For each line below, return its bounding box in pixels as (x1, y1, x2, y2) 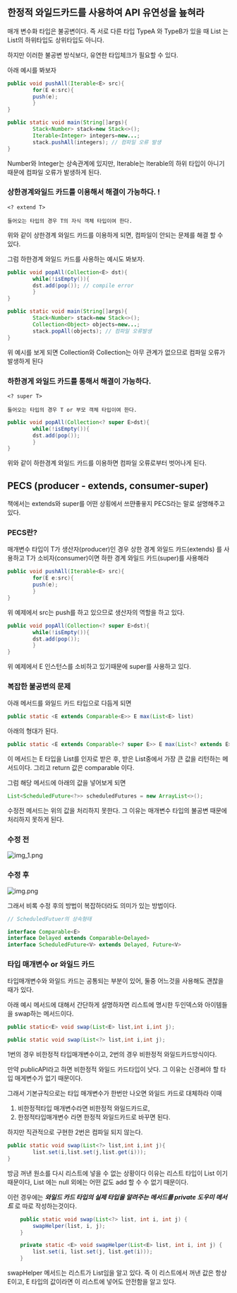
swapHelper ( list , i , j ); (32, 1222, 106, 1229)
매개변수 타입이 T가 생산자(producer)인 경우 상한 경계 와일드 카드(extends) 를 (7, 545, 222, 553)
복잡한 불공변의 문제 (7, 682, 71, 691)
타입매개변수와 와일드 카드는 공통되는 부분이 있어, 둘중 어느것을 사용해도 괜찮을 (7, 977, 224, 985)
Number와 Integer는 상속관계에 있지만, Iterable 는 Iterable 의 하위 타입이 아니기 (7, 159, 225, 168)
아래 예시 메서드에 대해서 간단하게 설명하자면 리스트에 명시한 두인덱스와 (7, 1001, 203, 1009)
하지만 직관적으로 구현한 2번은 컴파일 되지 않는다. (7, 1128, 143, 1137)
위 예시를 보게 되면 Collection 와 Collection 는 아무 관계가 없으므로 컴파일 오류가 (7, 347, 226, 356)
